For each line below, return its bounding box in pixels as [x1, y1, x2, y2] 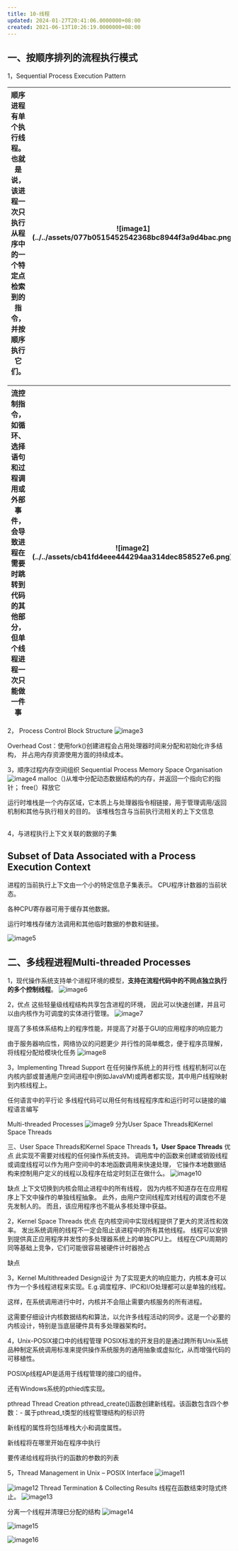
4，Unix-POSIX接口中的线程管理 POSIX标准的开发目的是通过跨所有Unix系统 [7, 1337, 229, 1345]
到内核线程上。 [7, 1081, 51, 1090]
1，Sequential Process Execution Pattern [7, 72, 126, 80]
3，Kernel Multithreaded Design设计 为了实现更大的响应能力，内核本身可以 [7, 1274, 227, 1282]
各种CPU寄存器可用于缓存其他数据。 [7, 905, 114, 913]
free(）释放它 [21, 783, 61, 792]
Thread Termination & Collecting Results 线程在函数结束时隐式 [40, 1484, 222, 1492]
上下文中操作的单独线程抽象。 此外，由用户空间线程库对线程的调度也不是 [13, 1193, 227, 1202]
